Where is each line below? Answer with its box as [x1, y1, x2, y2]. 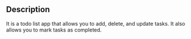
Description [6, 5, 50, 15]
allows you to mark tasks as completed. [6, 26, 102, 33]
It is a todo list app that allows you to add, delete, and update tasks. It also [6, 20, 185, 27]
